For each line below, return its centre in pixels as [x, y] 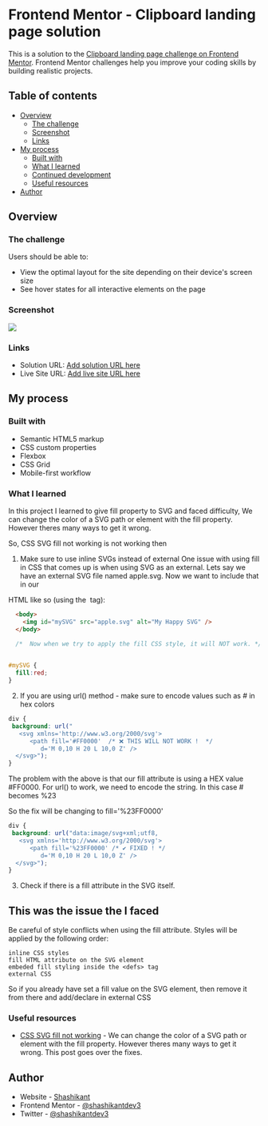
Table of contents [53, 96]
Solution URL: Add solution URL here [80, 365]
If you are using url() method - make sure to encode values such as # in [137, 696]
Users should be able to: [49, 257]
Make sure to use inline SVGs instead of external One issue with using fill [140, 559]
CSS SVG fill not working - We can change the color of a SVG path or [133, 1036]
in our [30, 584]
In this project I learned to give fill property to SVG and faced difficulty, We [130, 511]
